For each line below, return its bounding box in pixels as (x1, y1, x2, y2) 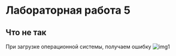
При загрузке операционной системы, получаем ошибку (5, 43, 151, 50)
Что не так (5, 27, 47, 38)
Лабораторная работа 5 (5, 4, 131, 17)
